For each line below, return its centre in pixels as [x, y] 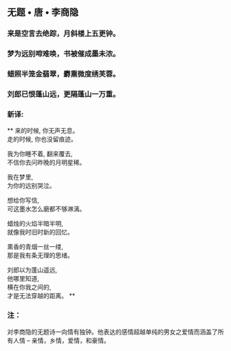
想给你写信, [23, 200]
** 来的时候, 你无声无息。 [43, 131]
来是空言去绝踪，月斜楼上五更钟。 [64, 34]
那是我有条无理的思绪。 [40, 255]
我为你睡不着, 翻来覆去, [40, 154]
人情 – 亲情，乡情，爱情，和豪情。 [61, 340]
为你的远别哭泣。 [31, 186]
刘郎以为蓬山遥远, [32, 270]
